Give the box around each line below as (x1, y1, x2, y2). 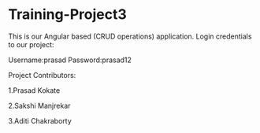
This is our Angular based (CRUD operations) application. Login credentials (8, 31, 252, 41)
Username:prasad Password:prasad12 (8, 55, 132, 65)
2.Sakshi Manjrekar (8, 101, 71, 110)
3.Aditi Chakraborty (8, 116, 72, 125)
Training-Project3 (8, 6, 128, 24)
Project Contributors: (8, 70, 76, 79)
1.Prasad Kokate (8, 85, 61, 95)
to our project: (8, 39, 54, 49)
